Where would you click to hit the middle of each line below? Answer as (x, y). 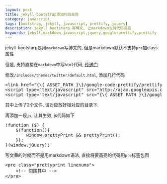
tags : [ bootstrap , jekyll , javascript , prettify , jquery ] (66, 24)
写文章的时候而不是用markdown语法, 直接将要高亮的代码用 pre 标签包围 (77, 155)
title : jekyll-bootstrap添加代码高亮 (42, 14)
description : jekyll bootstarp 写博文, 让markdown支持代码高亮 (68, 28)
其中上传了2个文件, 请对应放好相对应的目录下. (52, 105)
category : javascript (28, 19)
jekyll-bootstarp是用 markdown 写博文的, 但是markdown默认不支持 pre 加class (82, 47)
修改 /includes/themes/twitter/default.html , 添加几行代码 (65, 75)
